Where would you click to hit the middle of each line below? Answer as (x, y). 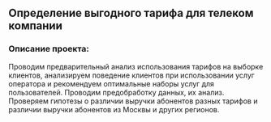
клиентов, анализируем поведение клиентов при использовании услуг (131, 75)
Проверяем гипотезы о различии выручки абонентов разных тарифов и (133, 101)
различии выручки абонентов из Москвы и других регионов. (114, 109)
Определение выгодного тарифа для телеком (131, 13)
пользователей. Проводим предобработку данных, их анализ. (116, 92)
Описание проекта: (49, 49)
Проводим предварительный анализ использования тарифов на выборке (136, 66)
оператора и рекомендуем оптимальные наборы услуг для (112, 83)
